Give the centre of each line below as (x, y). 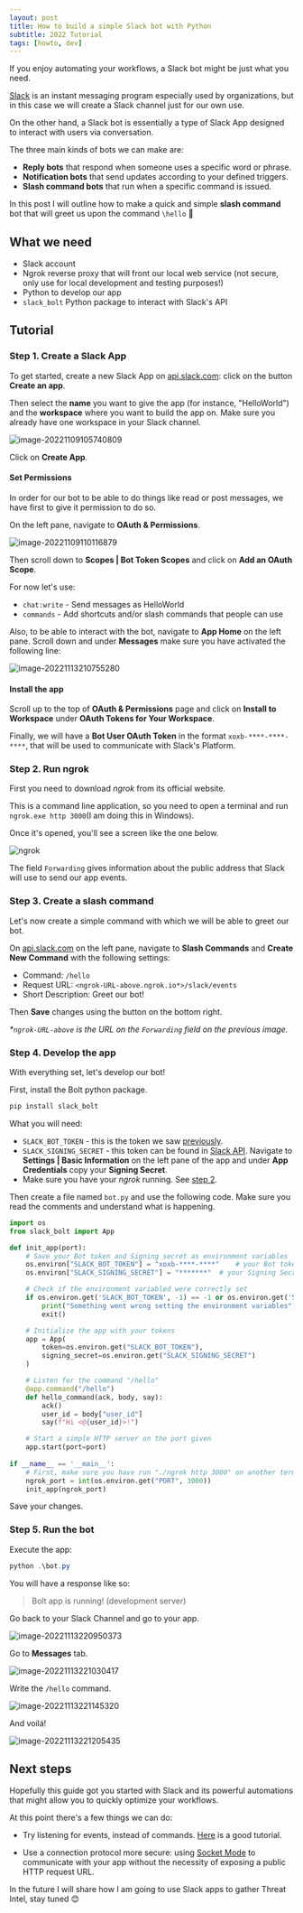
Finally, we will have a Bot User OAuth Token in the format (118, 736)
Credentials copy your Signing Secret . (95, 1169)
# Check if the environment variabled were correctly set (137, 1289)
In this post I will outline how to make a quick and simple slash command (145, 204)
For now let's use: (42, 587)
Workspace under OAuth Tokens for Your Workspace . (112, 719)
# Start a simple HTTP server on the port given (119, 1439)
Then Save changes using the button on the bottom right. (116, 1011)
